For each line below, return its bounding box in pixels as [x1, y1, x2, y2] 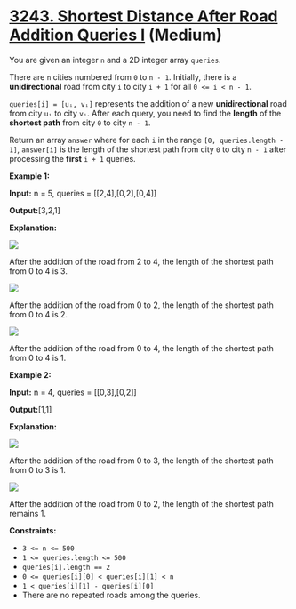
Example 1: [9, 171, 51, 181]
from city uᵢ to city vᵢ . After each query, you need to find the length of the [9, 108, 282, 118]
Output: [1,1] [9, 404, 52, 414]
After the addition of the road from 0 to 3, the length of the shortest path [9, 455, 274, 466]
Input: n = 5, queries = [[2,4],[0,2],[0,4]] [9, 188, 157, 198]
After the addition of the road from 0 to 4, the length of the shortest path [9, 342, 274, 353]
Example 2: [9, 369, 52, 380]
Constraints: [9, 525, 57, 535]
